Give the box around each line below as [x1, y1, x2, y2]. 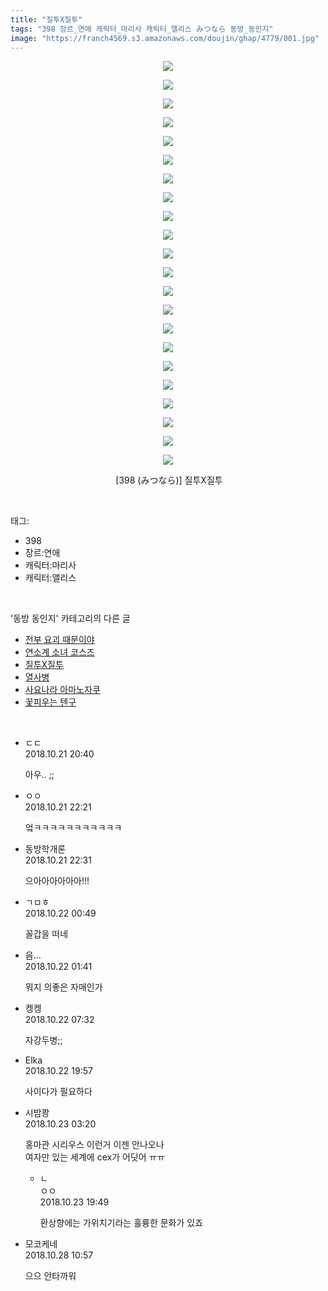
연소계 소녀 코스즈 [24, 646, 95, 658]
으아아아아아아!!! [24, 875, 90, 887]
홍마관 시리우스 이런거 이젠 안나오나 [24, 1139, 165, 1151]
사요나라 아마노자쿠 [24, 684, 101, 696]
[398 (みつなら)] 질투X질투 [115, 474, 223, 486]
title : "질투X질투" [10, 14, 83, 25]
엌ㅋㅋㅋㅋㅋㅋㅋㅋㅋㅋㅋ [24, 822, 123, 834]
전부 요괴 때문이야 [24, 634, 95, 646]
